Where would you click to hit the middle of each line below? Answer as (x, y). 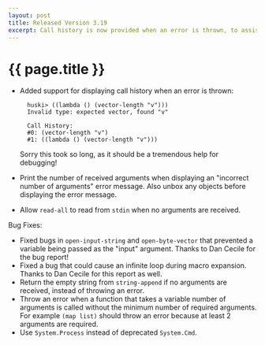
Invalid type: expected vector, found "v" (98, 112)
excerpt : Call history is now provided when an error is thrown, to (123, 30)
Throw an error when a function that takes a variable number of (123, 299)
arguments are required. (59, 325)
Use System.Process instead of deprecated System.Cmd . (108, 332)
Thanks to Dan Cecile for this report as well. (91, 274)
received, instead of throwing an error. (82, 291)
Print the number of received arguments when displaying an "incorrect (134, 178)
